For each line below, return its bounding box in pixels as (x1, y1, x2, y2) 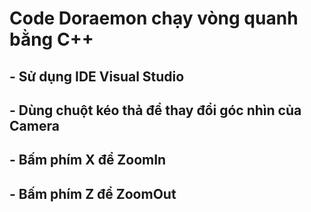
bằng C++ (9, 28, 94, 51)
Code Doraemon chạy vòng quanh (9, 7, 299, 30)
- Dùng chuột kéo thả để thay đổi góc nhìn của (9, 102, 302, 119)
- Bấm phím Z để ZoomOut (9, 185, 177, 202)
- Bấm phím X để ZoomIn (9, 152, 167, 169)
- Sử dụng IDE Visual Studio (9, 68, 185, 85)
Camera (9, 117, 60, 134)
